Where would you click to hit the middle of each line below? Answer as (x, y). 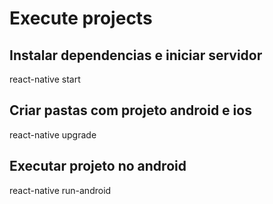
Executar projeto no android (98, 166)
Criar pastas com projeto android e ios (130, 110)
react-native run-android (60, 190)
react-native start (45, 79)
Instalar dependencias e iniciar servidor (136, 55)
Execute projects (81, 18)
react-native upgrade (53, 134)
